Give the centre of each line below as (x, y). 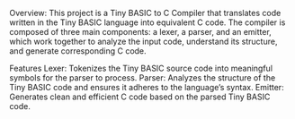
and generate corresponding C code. (78, 51)
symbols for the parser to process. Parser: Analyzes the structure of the (143, 78)
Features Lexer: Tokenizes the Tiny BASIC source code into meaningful (141, 68)
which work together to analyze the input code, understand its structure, (143, 41)
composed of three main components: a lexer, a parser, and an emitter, (140, 32)
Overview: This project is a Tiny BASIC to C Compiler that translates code (145, 13)
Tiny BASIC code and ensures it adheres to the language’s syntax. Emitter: (147, 87)
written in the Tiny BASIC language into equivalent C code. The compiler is (147, 22)
